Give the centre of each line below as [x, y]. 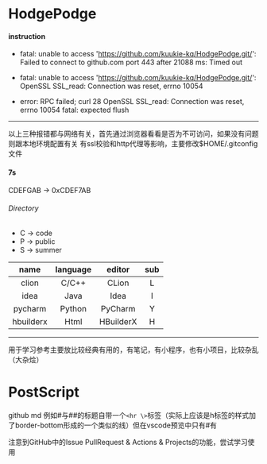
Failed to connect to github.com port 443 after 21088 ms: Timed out [131, 62]
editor [118, 269]
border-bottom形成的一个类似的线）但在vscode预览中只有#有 [116, 425]
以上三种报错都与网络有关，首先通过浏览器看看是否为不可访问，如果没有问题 [133, 134]
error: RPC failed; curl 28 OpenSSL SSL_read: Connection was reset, [132, 102]
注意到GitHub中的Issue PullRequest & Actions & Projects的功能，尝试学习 [128, 442]
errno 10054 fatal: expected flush [74, 110]
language [74, 269]
